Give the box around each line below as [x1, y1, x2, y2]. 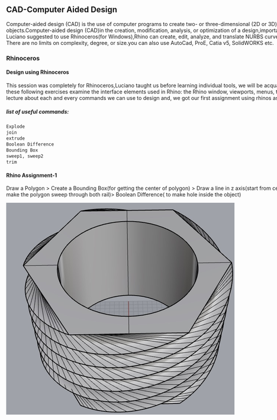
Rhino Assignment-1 [6, 172, 57, 179]
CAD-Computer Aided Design [6, 5, 117, 15]
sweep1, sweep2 [6, 153, 44, 159]
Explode [6, 124, 25, 130]
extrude [6, 135, 25, 141]
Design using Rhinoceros [6, 69, 69, 76]
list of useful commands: [6, 108, 69, 115]
